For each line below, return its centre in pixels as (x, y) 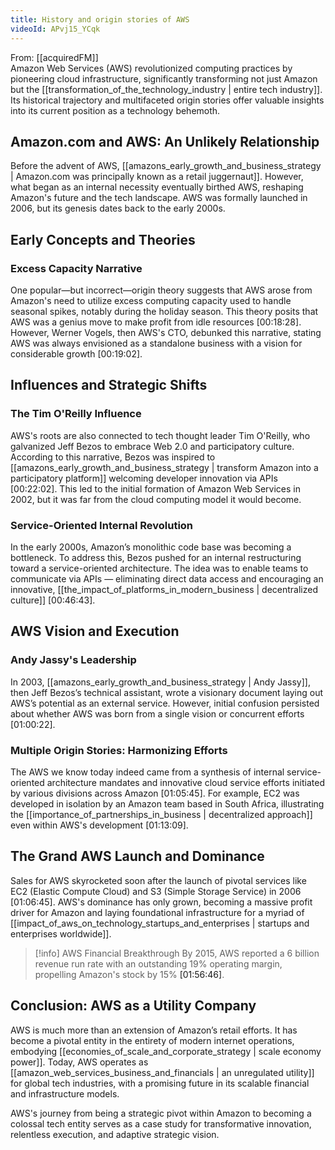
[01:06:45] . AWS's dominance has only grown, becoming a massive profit (161, 902)
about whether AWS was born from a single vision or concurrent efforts (157, 713)
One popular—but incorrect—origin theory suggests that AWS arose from (161, 290)
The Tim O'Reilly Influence (76, 414)
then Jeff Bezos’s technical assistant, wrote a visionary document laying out (166, 692)
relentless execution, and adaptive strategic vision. (115, 1134)
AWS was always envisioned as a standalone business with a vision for (156, 343)
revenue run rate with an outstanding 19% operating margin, (158, 963)
